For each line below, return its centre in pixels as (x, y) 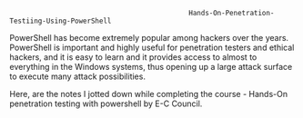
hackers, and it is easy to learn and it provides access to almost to (133, 57)
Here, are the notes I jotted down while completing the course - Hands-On (149, 94)
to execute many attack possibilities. (77, 76)
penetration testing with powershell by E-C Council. (106, 103)
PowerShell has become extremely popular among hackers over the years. (149, 38)
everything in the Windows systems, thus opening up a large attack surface (151, 67)
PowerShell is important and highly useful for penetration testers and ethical (152, 47)
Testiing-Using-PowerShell (61, 21)
